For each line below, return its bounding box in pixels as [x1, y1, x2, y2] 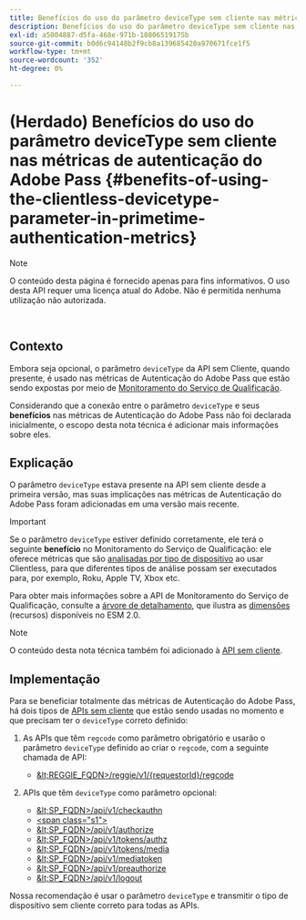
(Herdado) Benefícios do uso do [9, 111, 255, 132]
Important [9, 516, 46, 527]
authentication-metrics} [9, 228, 198, 249]
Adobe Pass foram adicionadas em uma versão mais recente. [9, 498, 240, 510]
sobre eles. [9, 429, 52, 440]
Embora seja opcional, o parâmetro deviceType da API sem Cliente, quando [9, 363, 291, 373]
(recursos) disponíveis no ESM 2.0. [9, 609, 141, 620]
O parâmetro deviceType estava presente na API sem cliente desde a [9, 479, 267, 490]
